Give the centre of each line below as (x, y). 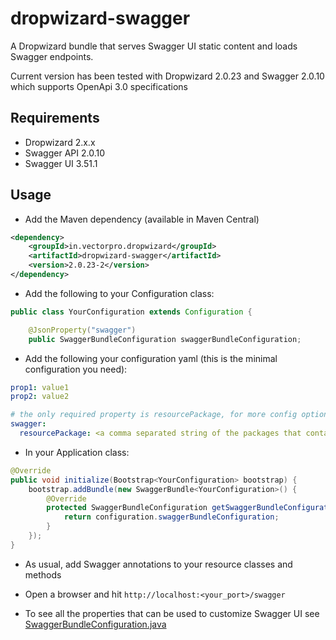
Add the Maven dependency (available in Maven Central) (142, 219)
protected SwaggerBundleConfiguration (127, 508)
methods (43, 574)
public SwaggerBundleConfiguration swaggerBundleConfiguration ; (165, 339)
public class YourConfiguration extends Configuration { (131, 312)
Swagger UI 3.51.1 (61, 163)
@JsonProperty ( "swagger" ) (82, 330)
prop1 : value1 (40, 387)
